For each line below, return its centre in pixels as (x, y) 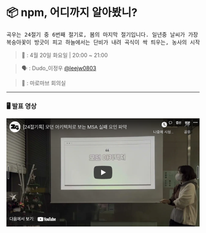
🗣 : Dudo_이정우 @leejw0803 (59, 68)
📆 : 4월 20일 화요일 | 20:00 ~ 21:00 (65, 55)
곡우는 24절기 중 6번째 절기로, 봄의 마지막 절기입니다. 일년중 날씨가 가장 (102, 35)
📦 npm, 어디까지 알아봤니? (72, 13)
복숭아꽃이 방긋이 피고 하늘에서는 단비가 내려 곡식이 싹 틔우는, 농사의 (97, 42)
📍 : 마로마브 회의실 (44, 83)
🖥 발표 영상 (21, 106)
